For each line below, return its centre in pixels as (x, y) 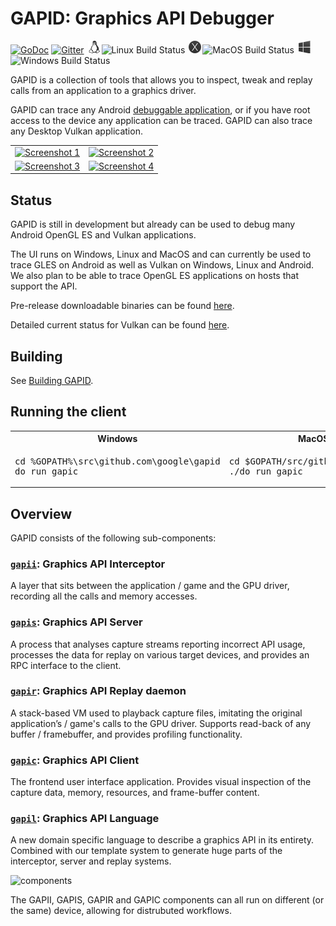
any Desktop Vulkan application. (76, 131)
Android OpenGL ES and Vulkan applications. (103, 235)
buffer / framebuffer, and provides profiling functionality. (126, 734)
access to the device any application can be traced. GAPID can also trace (161, 120)
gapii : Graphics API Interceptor (88, 564)
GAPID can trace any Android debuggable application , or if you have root (160, 109)
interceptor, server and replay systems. (91, 861)
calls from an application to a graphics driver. (103, 90)
